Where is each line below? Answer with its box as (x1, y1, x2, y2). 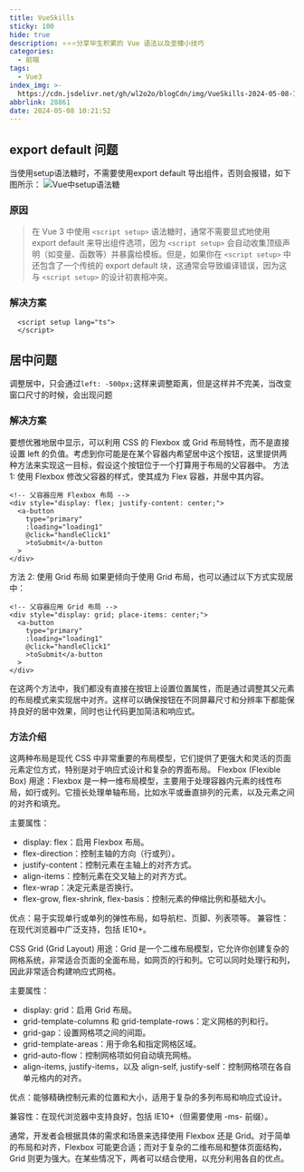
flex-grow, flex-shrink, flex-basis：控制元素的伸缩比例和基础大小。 (22, 894, 271, 904)
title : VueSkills (9, 13, 75, 23)
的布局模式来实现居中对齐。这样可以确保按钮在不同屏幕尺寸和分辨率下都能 (9, 694, 287, 705)
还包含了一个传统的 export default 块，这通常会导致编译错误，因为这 (31, 260, 288, 271)
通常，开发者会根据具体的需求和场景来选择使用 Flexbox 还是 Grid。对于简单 (9, 1130, 291, 1141)
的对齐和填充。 (9, 798, 65, 809)
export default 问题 (9, 142, 119, 157)
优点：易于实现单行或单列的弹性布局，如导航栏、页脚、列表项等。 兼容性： (9, 913, 290, 923)
